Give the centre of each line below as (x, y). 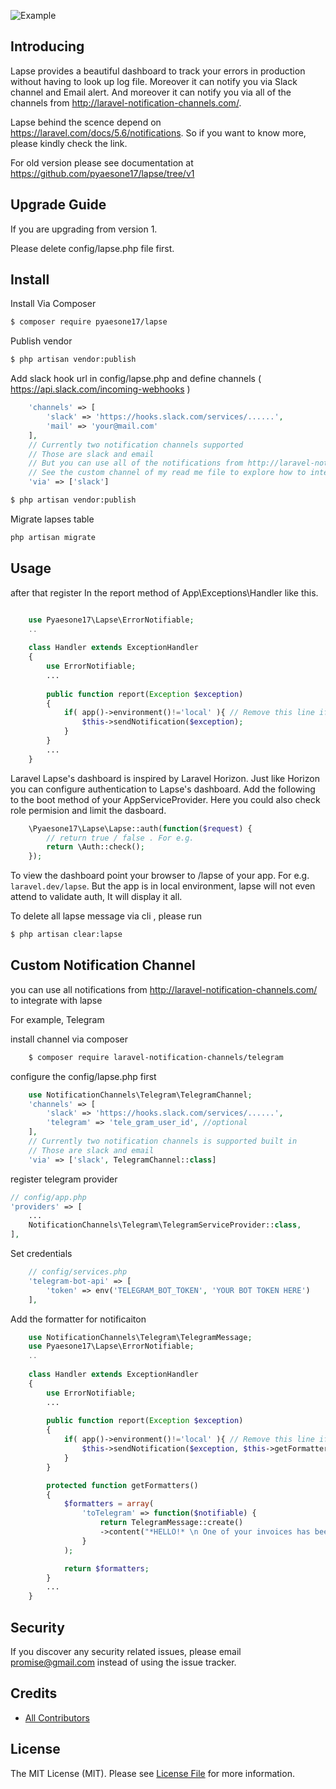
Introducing (47, 46)
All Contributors (57, 1717)
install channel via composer (69, 1039)
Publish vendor (41, 341)
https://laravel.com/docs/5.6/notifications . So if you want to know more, (158, 132)
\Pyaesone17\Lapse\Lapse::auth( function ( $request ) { (140, 828)
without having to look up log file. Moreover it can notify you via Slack (154, 81)
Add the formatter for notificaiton (78, 1319)
